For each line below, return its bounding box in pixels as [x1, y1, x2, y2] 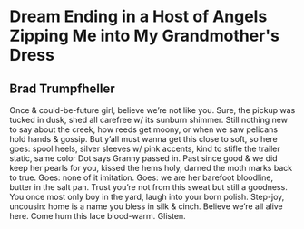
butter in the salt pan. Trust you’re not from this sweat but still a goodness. [9, 182, 288, 192]
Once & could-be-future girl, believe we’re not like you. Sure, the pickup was [9, 105, 296, 115]
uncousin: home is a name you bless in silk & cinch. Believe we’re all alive [9, 201, 283, 212]
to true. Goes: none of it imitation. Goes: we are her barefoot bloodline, [9, 172, 274, 183]
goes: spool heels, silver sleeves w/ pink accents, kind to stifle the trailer [9, 143, 280, 154]
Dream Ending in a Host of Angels [9, 6, 268, 27]
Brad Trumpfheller [9, 81, 115, 96]
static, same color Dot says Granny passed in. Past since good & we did [9, 153, 279, 164]
